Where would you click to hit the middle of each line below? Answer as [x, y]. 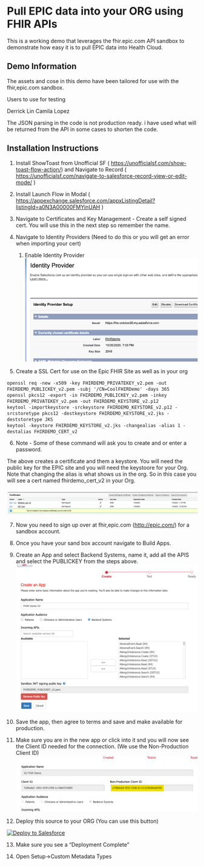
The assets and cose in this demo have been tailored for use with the [93, 81]
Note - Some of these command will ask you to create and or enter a [101, 443]
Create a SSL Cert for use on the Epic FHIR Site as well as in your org [102, 371]
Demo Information [42, 66]
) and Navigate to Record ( [94, 169]
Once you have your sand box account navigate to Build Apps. [93, 543]
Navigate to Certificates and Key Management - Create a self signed [101, 218]
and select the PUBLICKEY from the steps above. [77, 561]
